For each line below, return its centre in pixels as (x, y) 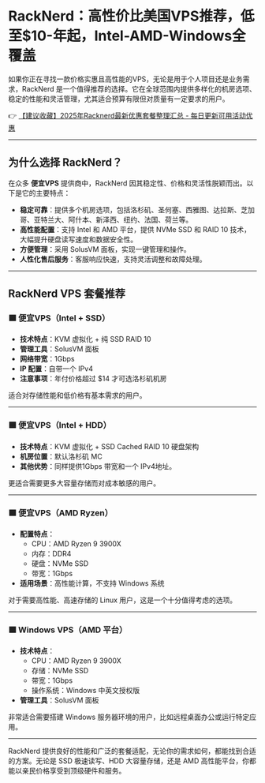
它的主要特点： (46, 193)
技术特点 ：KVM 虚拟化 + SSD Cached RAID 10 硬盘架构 (109, 446)
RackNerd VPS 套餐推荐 (67, 294)
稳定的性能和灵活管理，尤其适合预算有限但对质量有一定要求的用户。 (119, 99)
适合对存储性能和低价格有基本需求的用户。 (77, 395)
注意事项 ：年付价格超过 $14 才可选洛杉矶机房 (93, 379)
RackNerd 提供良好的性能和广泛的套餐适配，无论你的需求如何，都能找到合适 (132, 751)
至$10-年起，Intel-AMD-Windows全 (127, 36)
